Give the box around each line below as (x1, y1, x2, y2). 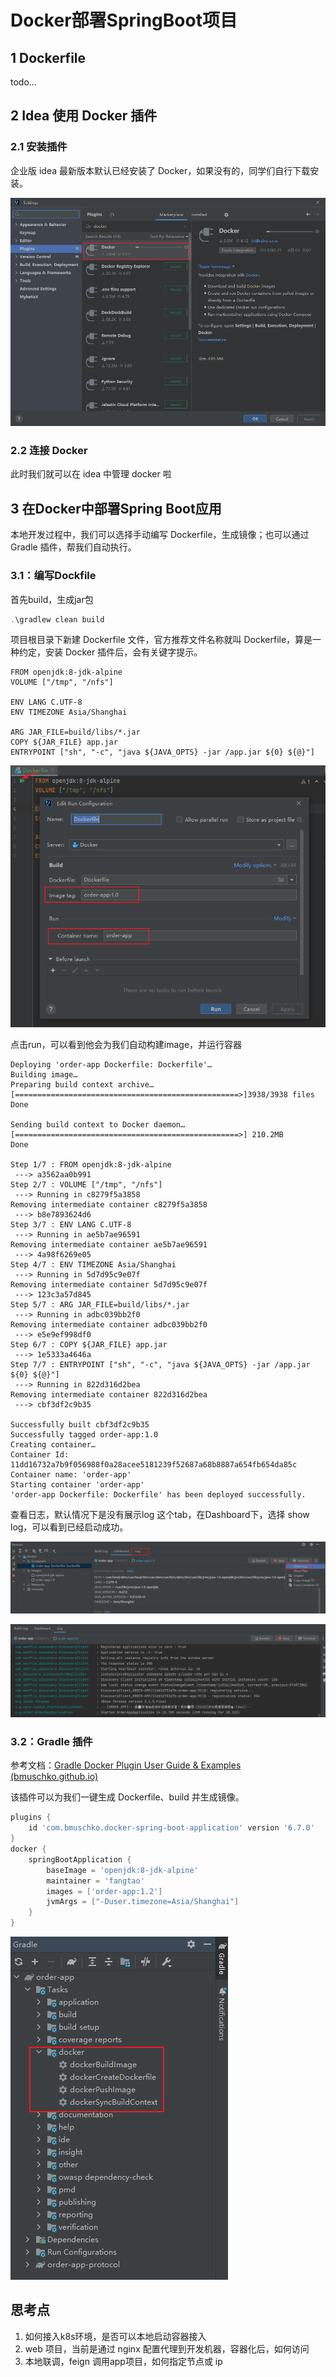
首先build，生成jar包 (10, 593, 94, 605)
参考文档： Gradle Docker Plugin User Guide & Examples (10, 1759, 242, 1771)
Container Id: (10, 1449, 70, 1460)
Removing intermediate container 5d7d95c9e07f (10, 1279, 208, 1290)
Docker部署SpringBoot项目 (10, 9, 238, 32)
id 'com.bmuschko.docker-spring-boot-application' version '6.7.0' (28, 1823, 315, 1833)
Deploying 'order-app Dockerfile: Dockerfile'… (10, 1059, 213, 1070)
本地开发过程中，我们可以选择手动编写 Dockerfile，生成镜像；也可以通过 (10, 529, 310, 541)
